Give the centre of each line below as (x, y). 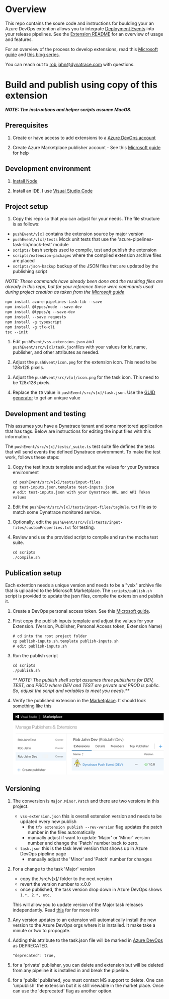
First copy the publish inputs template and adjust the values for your (83, 621)
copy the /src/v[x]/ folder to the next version (66, 879)
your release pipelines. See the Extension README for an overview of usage (84, 34)
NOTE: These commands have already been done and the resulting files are (84, 281)
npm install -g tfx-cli (30, 327)
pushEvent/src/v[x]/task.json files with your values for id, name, (80, 347)
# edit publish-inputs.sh (39, 646)
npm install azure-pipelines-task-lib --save (54, 302)
